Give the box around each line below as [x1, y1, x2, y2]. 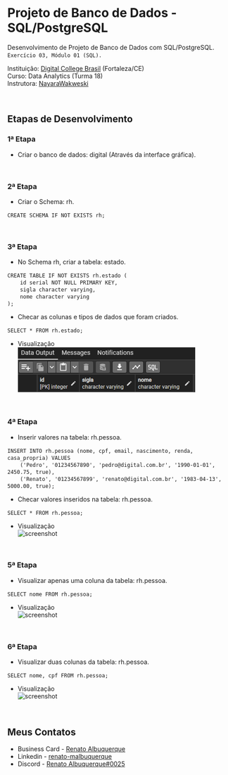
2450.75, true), [7, 468, 55, 475]
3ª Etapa [7, 241, 37, 251]
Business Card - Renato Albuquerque [17, 744, 126, 753]
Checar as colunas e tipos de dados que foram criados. [17, 313, 179, 321]
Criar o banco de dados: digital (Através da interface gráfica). [17, 150, 196, 159]
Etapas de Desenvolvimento [7, 113, 133, 125]
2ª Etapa [7, 181, 37, 191]
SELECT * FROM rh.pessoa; [7, 509, 83, 516]
